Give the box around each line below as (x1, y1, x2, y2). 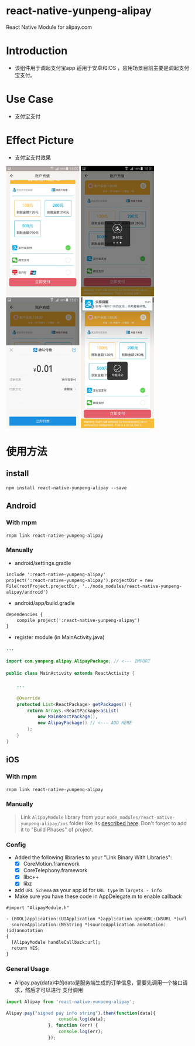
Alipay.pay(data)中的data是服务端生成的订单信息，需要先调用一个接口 (14, 979, 183, 986)
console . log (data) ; (58, 1016, 107, 1023)
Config (6, 840, 26, 849)
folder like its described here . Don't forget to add (69, 819, 187, 826)
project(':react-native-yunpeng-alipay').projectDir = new (6, 577, 153, 583)
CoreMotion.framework (23, 860, 80, 867)
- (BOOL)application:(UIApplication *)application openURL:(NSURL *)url (6, 916, 187, 922)
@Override (16, 695, 41, 701)
